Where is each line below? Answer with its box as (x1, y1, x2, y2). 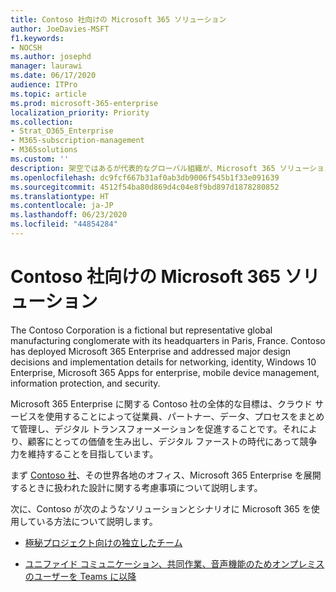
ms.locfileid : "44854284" (10, 219, 118, 230)
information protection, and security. (10, 377, 161, 389)
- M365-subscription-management (10, 136, 145, 146)
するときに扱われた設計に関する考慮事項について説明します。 (10, 481, 263, 493)
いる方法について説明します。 (36, 515, 158, 527)
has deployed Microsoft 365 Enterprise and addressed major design (10, 345, 292, 357)
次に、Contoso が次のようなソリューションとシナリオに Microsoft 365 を (10, 502, 312, 515)
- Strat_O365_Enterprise (10, 126, 114, 136)
